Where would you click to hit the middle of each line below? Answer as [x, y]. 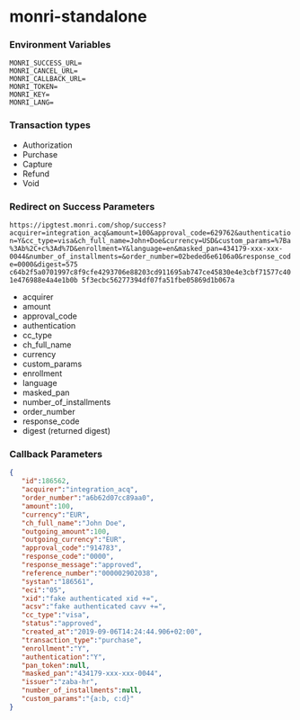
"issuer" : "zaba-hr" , [60, 682]
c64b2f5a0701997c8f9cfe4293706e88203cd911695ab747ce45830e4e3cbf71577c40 [150, 273]
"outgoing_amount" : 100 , [66, 531]
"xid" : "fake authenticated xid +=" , [90, 598]
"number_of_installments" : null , [82, 690]
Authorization [48, 145]
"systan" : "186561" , [57, 581]
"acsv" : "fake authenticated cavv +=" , [94, 607]
